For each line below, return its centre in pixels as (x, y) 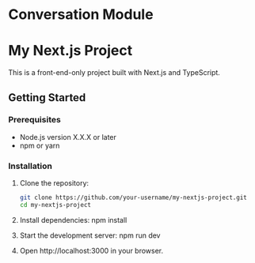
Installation (30, 166)
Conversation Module (81, 15)
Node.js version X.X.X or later (68, 137)
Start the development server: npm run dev (90, 235)
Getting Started (47, 98)
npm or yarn (40, 145)
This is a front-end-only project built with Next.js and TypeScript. (114, 73)
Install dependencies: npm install (73, 220)
